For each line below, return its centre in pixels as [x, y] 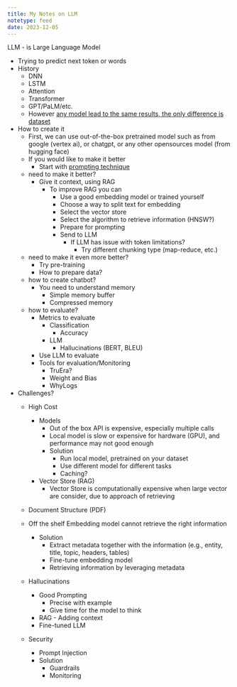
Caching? [74, 474]
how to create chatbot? [62, 280]
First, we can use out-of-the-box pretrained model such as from [122, 136]
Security [40, 639]
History [28, 69]
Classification [70, 325]
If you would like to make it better [77, 159]
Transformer [46, 99]
